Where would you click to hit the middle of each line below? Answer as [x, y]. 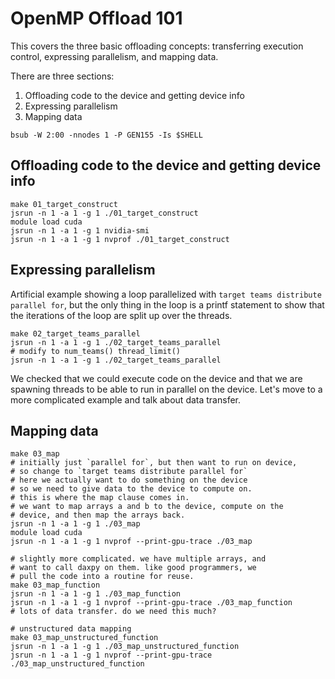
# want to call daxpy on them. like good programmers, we [133, 568]
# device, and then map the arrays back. [98, 515]
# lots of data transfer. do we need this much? [113, 612]
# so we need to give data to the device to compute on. [131, 489]
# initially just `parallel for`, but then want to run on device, [154, 463]
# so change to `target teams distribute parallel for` [129, 472]
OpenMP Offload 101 [96, 18]
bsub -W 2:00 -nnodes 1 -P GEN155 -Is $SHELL [106, 135]
